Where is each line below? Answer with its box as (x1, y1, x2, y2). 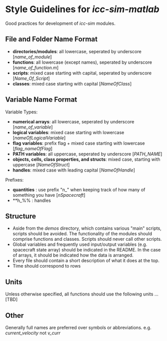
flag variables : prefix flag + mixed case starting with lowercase (12, 140, 145, 146)
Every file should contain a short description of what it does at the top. (12, 258, 160, 264)
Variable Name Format (5, 95, 77, 104)
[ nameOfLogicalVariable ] (12, 135, 66, 141)
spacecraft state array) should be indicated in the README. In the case (12, 247, 161, 253)
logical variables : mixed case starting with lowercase (12, 129, 124, 135)
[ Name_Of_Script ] (12, 75, 50, 81)
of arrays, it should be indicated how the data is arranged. (12, 252, 134, 259)
